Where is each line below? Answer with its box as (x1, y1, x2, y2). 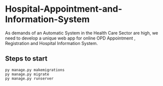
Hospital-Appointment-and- (5, 3, 123, 15)
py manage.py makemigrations (5, 67, 65, 72)
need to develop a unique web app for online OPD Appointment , (5, 35, 136, 41)
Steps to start (5, 55, 48, 63)
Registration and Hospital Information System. (5, 40, 98, 46)
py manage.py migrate (5, 72, 50, 77)
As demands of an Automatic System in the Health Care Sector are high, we (5, 30, 159, 36)
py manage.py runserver (5, 76, 54, 81)
